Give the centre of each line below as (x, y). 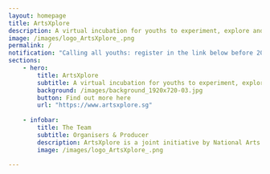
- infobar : (41, 120)
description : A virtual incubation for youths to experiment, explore (129, 30)
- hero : (35, 68)
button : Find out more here (84, 98)
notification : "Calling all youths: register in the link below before (131, 53)
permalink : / (30, 46)
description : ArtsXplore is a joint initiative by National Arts (149, 142)
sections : (25, 61)
